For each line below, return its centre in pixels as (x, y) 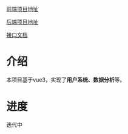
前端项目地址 (22, 9)
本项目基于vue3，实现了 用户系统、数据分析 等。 (66, 79)
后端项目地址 (22, 22)
